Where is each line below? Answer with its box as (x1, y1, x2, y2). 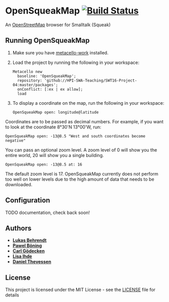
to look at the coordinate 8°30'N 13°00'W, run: (5, 124, 102, 130)
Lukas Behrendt (12, 237, 47, 244)
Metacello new (12, 69, 42, 74)
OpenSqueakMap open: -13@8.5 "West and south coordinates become (5, 133, 145, 138)
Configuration (5, 196, 50, 205)
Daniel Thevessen (12, 259, 51, 265)
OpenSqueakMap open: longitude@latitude (12, 110, 99, 115)
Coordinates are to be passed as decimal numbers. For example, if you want (5, 118, 164, 124)
